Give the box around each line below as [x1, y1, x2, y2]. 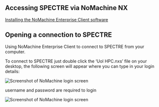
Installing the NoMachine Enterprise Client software [5, 16, 108, 22]
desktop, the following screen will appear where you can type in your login [5, 63, 155, 69]
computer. [5, 48, 26, 55]
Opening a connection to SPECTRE [5, 31, 112, 39]
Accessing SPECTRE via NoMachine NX [5, 4, 128, 12]
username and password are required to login [5, 87, 96, 93]
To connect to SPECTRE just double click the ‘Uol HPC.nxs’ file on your [5, 58, 147, 64]
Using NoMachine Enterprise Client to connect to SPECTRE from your [5, 44, 144, 49]
